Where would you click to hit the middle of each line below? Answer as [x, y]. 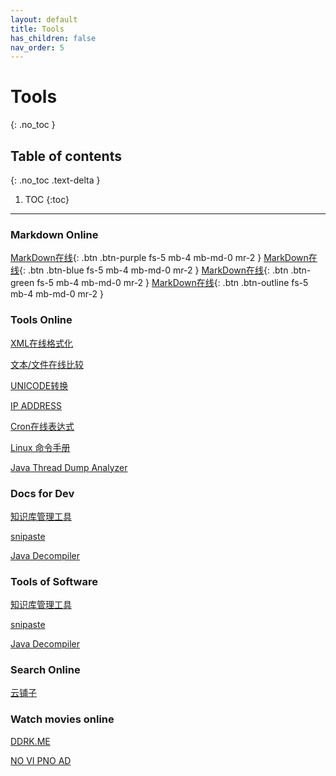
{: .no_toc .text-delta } [55, 180]
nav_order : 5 [37, 47]
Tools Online [41, 320]
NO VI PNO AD [41, 760]
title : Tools [37, 29]
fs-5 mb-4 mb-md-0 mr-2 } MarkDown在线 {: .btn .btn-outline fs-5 [172, 283]
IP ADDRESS [36, 405]
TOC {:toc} [47, 199]
